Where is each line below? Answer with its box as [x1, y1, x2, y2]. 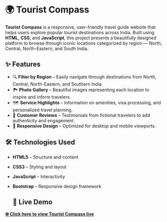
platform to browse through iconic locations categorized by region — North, [5, 40, 162, 46]
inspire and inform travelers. [12, 94, 71, 100]
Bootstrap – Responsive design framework [12, 183, 102, 189]
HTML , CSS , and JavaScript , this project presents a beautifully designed [5, 35, 157, 41]
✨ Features [5, 60, 41, 68]
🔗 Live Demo [12, 197, 53, 206]
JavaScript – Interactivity [12, 173, 65, 179]
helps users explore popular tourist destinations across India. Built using [5, 29, 155, 35]
